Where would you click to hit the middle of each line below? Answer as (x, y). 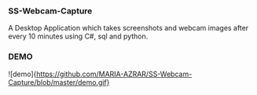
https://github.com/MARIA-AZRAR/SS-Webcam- (114, 74)
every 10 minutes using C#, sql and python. (78, 36)
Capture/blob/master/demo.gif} (59, 82)
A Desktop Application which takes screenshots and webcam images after (128, 28)
